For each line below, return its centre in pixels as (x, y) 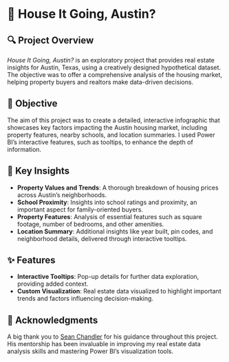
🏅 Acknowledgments (53, 320)
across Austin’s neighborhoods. (62, 194)
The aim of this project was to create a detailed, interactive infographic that (113, 120)
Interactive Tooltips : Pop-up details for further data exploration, (108, 277)
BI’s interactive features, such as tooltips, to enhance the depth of (100, 142)
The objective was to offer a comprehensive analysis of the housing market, (115, 75)
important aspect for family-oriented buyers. (80, 210)
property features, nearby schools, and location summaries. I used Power (111, 135)
